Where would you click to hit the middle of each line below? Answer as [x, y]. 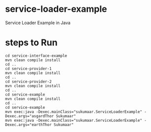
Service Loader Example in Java [38, 23]
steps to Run [31, 43]
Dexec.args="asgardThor [30, 116]
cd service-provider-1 [28, 68]
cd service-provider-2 [28, 82]
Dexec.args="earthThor [28, 125]
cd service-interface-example [36, 56]
